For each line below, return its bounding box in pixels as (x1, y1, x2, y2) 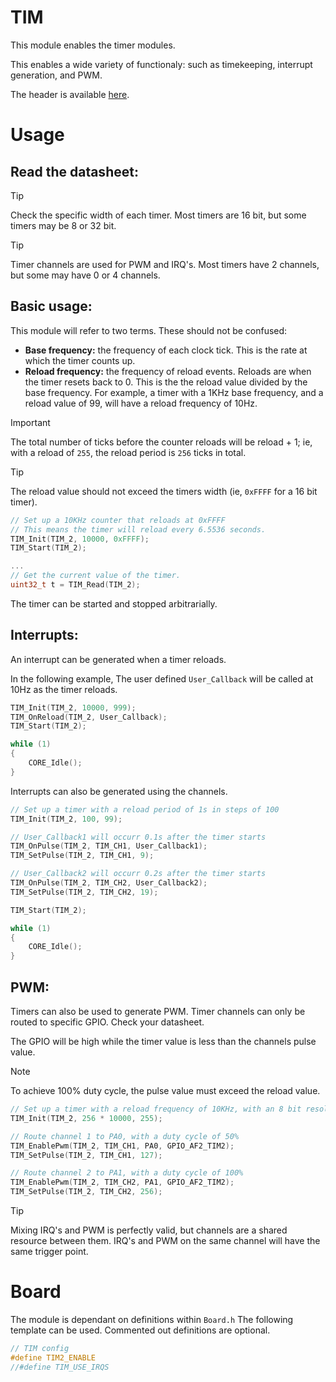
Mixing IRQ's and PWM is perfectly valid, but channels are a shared (10, 1224, 288, 1236)
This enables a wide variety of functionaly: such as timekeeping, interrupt (10, 58, 313, 70)
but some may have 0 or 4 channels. (10, 269, 161, 281)
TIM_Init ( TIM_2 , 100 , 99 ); (10, 814, 123, 824)
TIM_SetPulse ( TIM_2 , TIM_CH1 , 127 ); (10, 1150, 163, 1160)
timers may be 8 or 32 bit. (10, 219, 117, 231)
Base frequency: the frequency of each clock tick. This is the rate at (24, 344, 308, 356)
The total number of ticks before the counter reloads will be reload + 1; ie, (10, 436, 313, 448)
